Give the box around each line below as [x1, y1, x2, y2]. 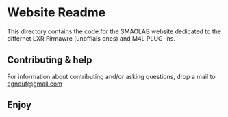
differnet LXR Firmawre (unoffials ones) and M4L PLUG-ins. [7, 34, 176, 42]
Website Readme [7, 5, 106, 20]
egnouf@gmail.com [7, 80, 63, 88]
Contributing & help [7, 54, 92, 66]
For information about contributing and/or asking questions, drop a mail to [7, 72, 216, 80]
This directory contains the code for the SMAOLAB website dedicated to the [7, 27, 221, 35]
